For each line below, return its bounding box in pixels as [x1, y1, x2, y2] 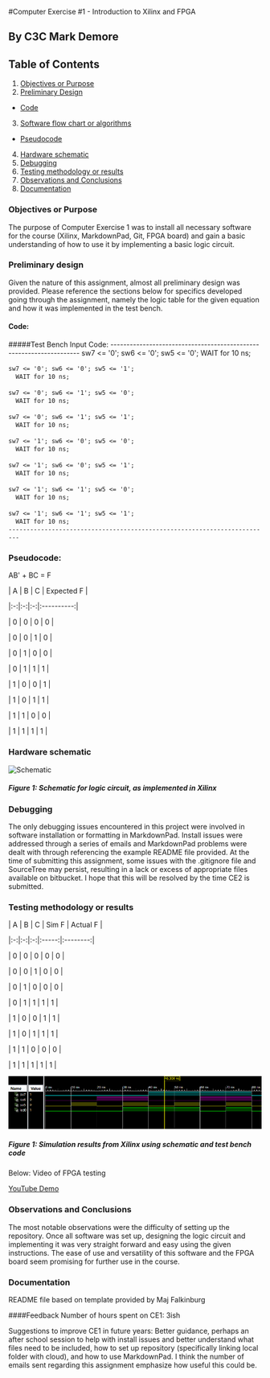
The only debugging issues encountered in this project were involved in [8, 821, 245, 831]
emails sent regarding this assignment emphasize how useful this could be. [8, 1360, 257, 1370]
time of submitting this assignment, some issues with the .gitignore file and [8, 856, 256, 866]
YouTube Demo [8, 1184, 59, 1194]
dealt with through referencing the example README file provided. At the [8, 847, 250, 857]
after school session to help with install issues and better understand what [8, 1335, 255, 1344]
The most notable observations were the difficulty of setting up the [8, 1222, 231, 1232]
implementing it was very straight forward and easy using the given [8, 1239, 231, 1249]
